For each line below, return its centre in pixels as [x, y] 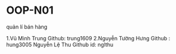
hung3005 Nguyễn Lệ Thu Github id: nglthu [60, 45]
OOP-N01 [30, 10]
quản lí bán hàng [27, 27]
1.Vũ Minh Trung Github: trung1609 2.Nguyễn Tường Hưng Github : [88, 38]
